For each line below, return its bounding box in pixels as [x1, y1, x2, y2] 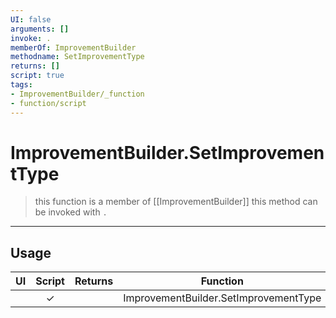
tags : [10, 80, 33, 90]
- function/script [10, 98, 87, 108]
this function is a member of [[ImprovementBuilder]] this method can [34, 196, 318, 208]
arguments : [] [10, 24, 70, 34]
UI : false [10, 14, 52, 25]
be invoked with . [34, 206, 108, 218]
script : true [10, 71, 65, 81]
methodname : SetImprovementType [10, 52, 145, 62]
